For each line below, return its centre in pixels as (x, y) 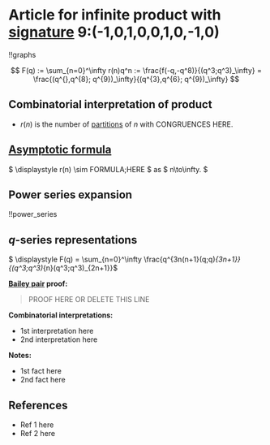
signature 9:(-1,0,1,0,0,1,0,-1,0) (114, 32)
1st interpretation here (57, 331)
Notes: (20, 356)
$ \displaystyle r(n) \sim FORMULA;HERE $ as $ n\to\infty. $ (108, 169)
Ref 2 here (37, 433)
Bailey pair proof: (38, 284)
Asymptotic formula (60, 150)
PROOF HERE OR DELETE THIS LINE (89, 300)
